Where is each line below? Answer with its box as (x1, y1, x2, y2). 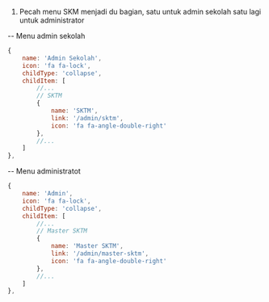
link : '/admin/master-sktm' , (50, 250, 149, 258)
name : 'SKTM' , (50, 107, 99, 115)
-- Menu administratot (7, 166, 82, 176)
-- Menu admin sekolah (7, 31, 86, 40)
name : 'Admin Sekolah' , (22, 54, 103, 62)
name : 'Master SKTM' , (50, 242, 124, 250)
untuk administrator (19, 15, 85, 25)
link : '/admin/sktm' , (50, 114, 124, 122)
